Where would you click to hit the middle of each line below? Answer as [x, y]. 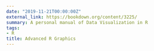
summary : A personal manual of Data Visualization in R [77, 22]
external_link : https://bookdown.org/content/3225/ [72, 17]
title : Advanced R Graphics [41, 39]
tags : [13, 28]
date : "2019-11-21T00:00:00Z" [44, 11]
